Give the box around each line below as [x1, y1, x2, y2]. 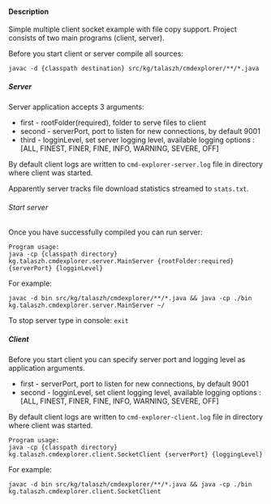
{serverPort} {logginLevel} [8, 265, 104, 273]
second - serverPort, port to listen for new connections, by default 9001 [19, 127, 261, 136]
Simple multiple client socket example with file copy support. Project [8, 24, 238, 34]
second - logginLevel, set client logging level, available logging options [19, 388, 257, 398]
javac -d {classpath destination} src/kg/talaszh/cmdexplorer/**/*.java [8, 65, 260, 73]
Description [8, 6, 49, 16]
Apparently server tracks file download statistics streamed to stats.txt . [8, 183, 249, 194]
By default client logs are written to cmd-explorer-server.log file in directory [8, 159, 264, 170]
